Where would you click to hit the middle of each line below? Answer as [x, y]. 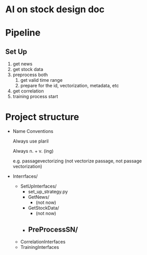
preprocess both [30, 75]
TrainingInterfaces [40, 247]
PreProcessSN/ [53, 229]
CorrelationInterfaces [43, 242]
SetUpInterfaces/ [38, 186]
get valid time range [41, 80]
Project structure [42, 117]
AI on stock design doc [55, 9]
